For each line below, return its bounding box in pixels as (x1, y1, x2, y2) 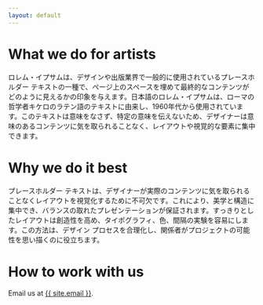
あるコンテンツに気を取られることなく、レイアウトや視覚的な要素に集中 (21, 121, 256, 130)
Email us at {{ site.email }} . (8, 289, 94, 298)
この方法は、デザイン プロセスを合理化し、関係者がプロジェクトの (20, 225, 237, 234)
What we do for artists (8, 45, 157, 63)
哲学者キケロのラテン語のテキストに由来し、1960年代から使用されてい (8, 101, 237, 111)
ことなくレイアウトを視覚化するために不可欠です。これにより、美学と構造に (8, 195, 255, 205)
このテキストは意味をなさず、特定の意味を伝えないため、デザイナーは (20, 111, 247, 121)
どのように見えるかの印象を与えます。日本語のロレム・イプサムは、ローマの (8, 92, 255, 101)
